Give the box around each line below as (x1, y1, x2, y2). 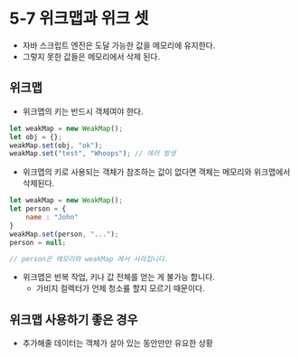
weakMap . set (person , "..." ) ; (9, 230, 119, 239)
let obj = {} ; (9, 132, 63, 141)
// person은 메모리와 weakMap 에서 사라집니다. (9, 254, 169, 263)
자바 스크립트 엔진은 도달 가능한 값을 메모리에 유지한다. (22, 40, 216, 51)
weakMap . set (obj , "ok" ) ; (9, 141, 103, 150)
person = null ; (9, 238, 67, 247)
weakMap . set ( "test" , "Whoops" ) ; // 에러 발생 (9, 149, 176, 158)
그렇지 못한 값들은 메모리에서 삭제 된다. (22, 51, 161, 61)
